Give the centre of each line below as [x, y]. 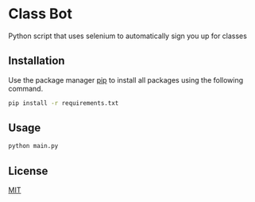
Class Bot [41, 14]
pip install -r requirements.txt [64, 103]
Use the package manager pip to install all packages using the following [126, 80]
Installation [37, 61]
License [28, 171]
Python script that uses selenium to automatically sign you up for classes [128, 36]
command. [26, 88]
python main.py [33, 146]
